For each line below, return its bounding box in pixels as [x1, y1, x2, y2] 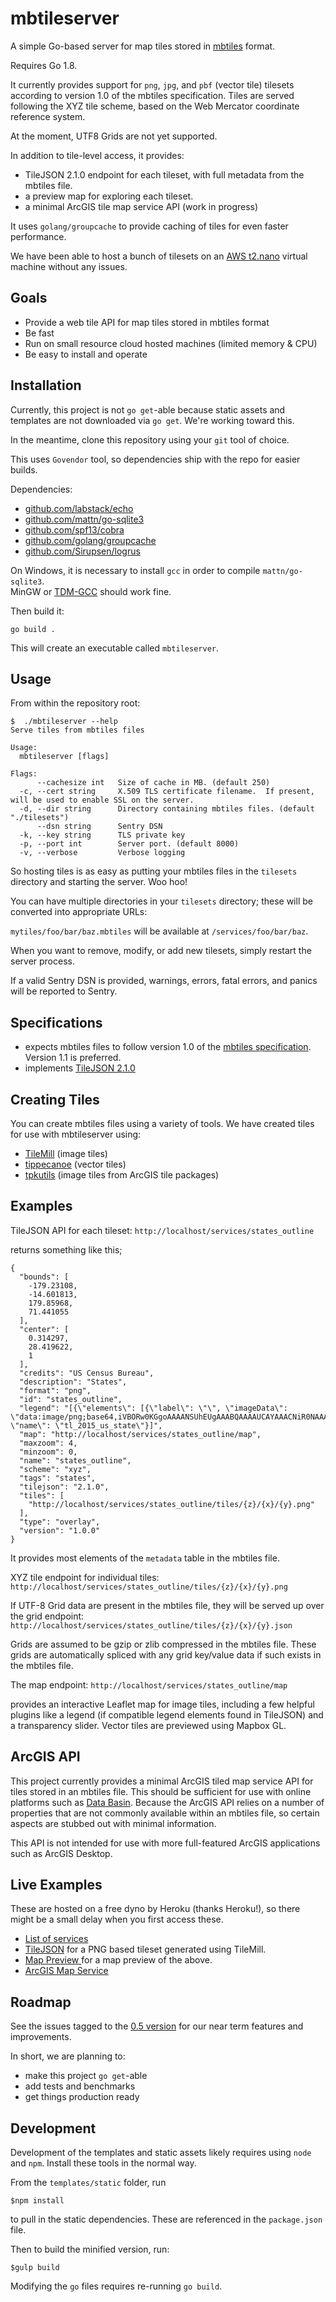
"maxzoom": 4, [19, 1438, 78, 1448]
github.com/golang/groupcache [24, 534, 157, 546]
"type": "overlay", [19, 1517, 101, 1527]
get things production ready [24, 2091, 140, 2103]
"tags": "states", [19, 1473, 97, 1483]
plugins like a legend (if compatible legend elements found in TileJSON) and [10, 1708, 324, 1721]
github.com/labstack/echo [24, 502, 134, 514]
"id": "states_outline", [19, 1394, 123, 1404]
